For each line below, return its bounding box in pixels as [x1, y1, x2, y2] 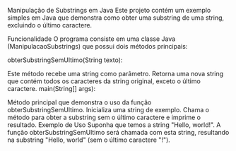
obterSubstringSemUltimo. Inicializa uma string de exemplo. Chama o [7, 106, 210, 114]
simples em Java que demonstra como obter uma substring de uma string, [7, 13, 225, 22]
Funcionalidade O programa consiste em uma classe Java [7, 35, 176, 43]
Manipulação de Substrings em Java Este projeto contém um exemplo [7, 6, 211, 14]
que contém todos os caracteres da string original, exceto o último [7, 77, 201, 85]
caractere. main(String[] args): [7, 85, 96, 92]
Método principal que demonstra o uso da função [7, 98, 152, 107]
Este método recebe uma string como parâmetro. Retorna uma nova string [7, 70, 224, 78]
